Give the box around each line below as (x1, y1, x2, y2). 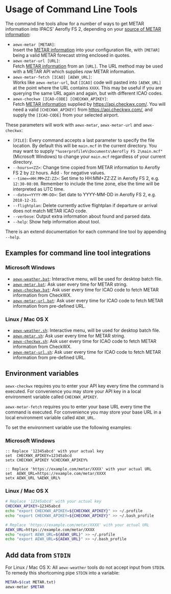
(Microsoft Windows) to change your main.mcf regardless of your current (12, 153, 166, 159)
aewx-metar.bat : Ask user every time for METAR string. (12, 281, 128, 287)
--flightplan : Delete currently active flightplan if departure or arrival (12, 202, 158, 208)
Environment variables (5, 369, 79, 378)
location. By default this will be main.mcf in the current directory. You (12, 142, 157, 149)
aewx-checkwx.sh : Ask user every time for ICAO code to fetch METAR (12, 338, 157, 344)
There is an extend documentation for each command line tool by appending (5, 229, 166, 235)
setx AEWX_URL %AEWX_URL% (5, 475, 60, 481)
